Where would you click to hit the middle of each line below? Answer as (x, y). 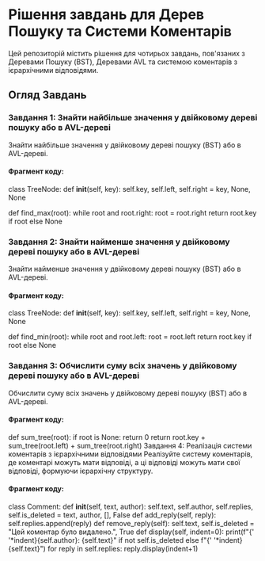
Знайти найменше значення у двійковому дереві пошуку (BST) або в (125, 269)
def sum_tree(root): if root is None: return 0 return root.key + (107, 437)
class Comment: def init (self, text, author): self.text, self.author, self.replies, (131, 507)
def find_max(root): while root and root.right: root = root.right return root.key (132, 212)
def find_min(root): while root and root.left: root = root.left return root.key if (130, 337)
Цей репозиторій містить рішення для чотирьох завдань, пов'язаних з (127, 53)
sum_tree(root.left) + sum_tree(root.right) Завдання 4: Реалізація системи (130, 445)
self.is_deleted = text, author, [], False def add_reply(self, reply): (112, 515)
